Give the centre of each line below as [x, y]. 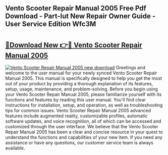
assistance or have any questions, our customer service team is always [79, 143]
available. [15, 148]
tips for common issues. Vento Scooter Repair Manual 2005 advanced [78, 110]
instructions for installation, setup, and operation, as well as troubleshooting [84, 105]
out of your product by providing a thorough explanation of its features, [79, 84]
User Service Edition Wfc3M [51, 24]
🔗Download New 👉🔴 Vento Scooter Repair [74, 45]
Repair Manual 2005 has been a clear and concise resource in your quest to [84, 132]
